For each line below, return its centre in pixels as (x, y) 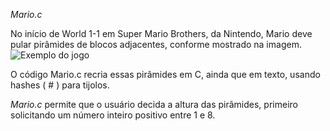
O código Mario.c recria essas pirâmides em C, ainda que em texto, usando (165, 74)
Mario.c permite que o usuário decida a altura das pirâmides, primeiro (154, 104)
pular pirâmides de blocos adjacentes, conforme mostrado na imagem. (156, 44)
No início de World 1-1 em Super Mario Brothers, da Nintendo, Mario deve (161, 33)
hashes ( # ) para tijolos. (60, 85)
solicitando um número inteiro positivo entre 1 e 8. (113, 115)
